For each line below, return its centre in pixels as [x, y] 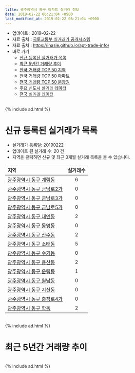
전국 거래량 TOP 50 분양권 [44, 82]
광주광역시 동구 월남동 [31, 281]
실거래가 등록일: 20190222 [38, 145]
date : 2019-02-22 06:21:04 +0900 [39, 14]
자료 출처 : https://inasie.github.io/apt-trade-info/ [61, 45]
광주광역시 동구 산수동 [31, 235]
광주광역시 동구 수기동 [31, 253]
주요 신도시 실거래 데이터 [43, 88]
